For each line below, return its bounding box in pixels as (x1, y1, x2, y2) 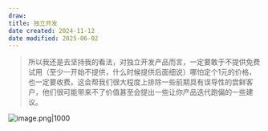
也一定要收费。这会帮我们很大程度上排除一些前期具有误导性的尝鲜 (27, 77, 246, 87)
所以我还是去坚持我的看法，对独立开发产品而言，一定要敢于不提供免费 (27, 57, 261, 67)
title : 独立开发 (8, 19, 58, 27)
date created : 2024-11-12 (8, 27, 95, 35)
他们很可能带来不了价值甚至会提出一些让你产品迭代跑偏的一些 (42, 88, 246, 97)
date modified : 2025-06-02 (8, 34, 99, 43)
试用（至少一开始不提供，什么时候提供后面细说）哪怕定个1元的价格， (27, 68, 257, 77)
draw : (8, 11, 26, 20)
